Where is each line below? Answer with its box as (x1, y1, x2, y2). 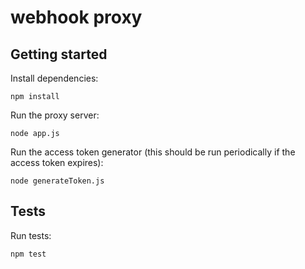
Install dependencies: (10, 72, 99, 84)
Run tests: (10, 229, 52, 241)
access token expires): (10, 157, 104, 168)
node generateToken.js (10, 176, 105, 186)
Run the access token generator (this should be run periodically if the (10, 146, 296, 158)
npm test (10, 249, 47, 259)
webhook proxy (10, 6, 143, 29)
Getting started (10, 46, 108, 63)
